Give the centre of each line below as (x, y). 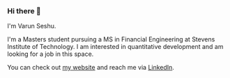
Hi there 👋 (24, 11)
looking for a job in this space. (51, 54)
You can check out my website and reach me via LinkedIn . (91, 68)
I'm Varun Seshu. (32, 26)
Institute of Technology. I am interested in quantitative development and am (115, 47)
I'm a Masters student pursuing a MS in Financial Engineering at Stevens (111, 39)
